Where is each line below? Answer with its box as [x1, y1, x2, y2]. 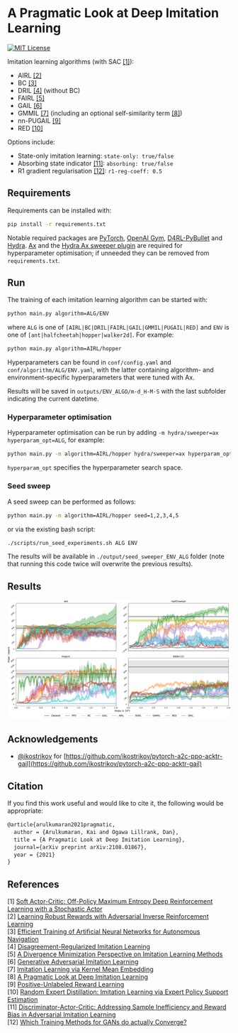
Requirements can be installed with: [7, 206, 112, 215]
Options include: [7, 137, 55, 146]
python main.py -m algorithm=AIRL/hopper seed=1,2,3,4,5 [7, 512, 179, 519]
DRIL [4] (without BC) [17, 86, 81, 94]
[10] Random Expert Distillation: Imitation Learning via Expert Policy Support [7, 988, 229, 996]
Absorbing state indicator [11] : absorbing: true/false [17, 158, 174, 168]
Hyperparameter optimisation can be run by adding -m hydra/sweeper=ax [7, 428, 219, 437]
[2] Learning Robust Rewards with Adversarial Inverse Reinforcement [7, 912, 209, 921]
